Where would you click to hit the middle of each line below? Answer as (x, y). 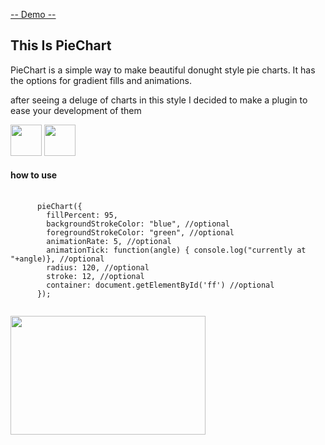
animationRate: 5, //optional (109, 242)
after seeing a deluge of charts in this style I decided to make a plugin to (159, 100)
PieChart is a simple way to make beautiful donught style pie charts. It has (163, 70)
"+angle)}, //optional (57, 259)
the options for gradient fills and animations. (101, 80)
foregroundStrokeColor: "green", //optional (140, 233)
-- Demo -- (33, 14)
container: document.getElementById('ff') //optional (160, 285)
